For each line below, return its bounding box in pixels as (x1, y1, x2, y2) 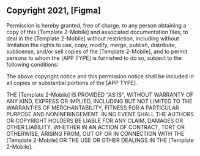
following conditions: (6, 61, 59, 68)
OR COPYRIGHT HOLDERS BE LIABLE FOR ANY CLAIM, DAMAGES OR (6, 117, 183, 124)
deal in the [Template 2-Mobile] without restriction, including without (6, 34, 179, 42)
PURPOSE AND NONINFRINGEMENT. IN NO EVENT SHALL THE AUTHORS (6, 110, 194, 117)
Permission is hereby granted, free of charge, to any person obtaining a (6, 21, 187, 29)
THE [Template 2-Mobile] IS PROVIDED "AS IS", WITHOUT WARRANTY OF (6, 91, 194, 98)
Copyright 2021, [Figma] (6, 6, 101, 16)
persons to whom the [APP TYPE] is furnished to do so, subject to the (6, 54, 182, 61)
